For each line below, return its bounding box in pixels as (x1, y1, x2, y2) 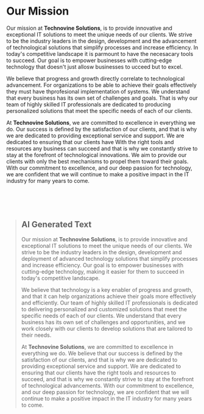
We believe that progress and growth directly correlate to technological (6, 75, 185, 82)
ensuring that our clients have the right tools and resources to (21, 369, 177, 376)
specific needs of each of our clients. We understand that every (21, 312, 181, 319)
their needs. (21, 331, 52, 339)
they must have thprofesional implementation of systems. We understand (6, 88, 190, 95)
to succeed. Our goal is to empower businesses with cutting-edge (6, 57, 172, 64)
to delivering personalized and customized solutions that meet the (21, 305, 188, 312)
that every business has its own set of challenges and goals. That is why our (6, 94, 198, 102)
